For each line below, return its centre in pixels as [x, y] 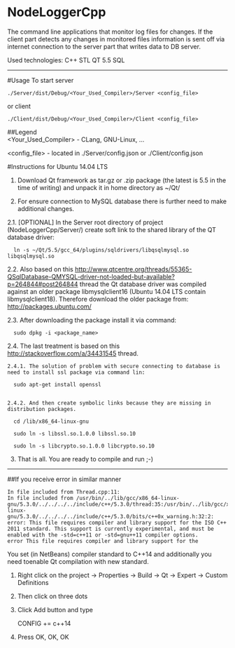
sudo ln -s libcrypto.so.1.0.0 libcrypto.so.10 [84, 446]
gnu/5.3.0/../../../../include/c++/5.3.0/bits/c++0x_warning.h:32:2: [111, 516]
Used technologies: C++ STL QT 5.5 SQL [66, 60]
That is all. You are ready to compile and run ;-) [85, 459]
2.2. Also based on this [40, 269]
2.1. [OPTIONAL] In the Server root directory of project [85, 222]
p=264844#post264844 [43, 284]
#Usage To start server [41, 80]
